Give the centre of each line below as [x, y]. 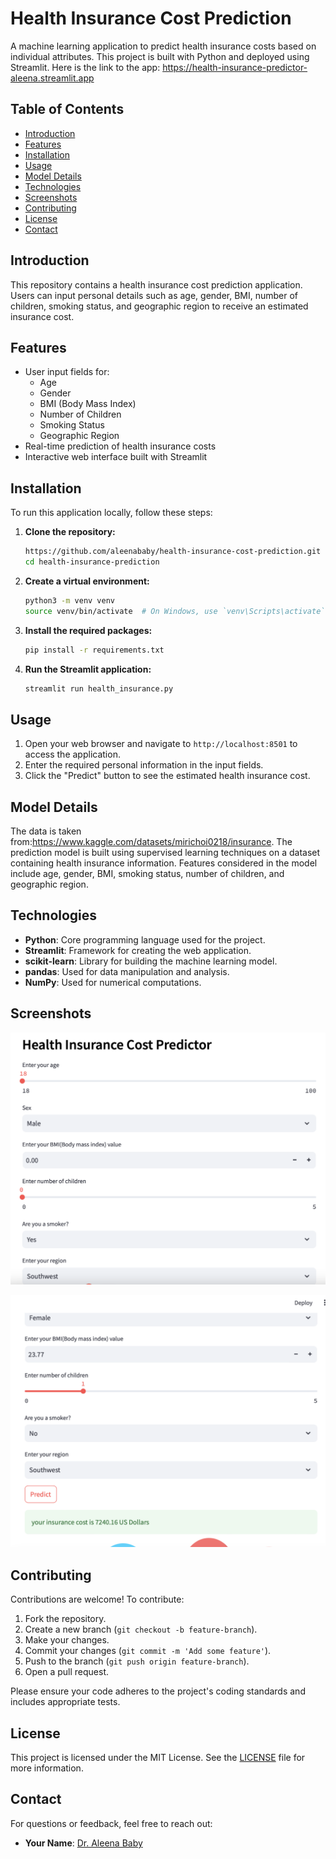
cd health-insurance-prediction [92, 562]
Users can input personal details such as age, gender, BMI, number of [154, 295]
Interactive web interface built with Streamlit [116, 457]
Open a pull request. [67, 1672]
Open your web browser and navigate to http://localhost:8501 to [161, 744]
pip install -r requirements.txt [94, 650]
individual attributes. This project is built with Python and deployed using [160, 56]
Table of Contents [67, 109]
